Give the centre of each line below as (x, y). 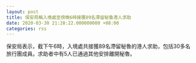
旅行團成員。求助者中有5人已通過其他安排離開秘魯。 (71, 54)
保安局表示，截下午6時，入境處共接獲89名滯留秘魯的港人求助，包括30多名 (98, 46)
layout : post (22, 12)
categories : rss (26, 28)
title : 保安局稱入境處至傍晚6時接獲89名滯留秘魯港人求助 (69, 17)
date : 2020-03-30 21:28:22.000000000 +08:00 (63, 23)
